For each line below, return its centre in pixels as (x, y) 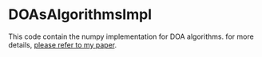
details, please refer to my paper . (63, 44)
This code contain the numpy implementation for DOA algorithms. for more (131, 36)
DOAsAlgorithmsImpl (80, 15)
